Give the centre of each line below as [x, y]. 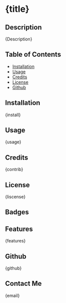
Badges [17, 212]
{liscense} [15, 197]
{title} [17, 9]
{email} [12, 295]
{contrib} [14, 169]
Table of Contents [33, 54]
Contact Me [23, 284]
